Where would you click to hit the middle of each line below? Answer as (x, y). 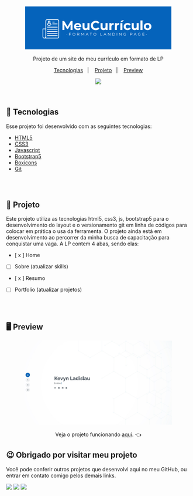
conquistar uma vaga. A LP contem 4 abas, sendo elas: (73, 244)
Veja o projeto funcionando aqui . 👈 (98, 434)
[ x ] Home (27, 255)
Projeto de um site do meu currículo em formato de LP (98, 59)
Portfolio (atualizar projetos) (48, 290)
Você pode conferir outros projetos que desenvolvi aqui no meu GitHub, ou (96, 469)
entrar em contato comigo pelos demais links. (61, 475)
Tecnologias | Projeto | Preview (98, 70)
